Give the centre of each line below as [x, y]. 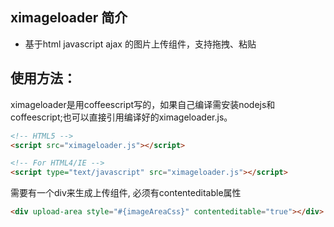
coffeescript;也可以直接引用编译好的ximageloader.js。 [121, 117]
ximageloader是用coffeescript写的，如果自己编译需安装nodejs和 [143, 104]
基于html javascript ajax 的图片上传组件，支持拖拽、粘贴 [140, 44]
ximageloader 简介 [69, 18]
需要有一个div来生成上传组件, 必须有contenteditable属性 [126, 193]
